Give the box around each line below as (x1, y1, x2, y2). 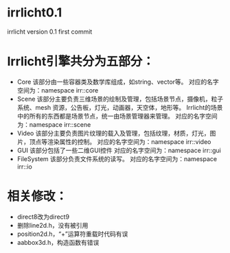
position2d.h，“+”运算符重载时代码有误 (16, 230, 128, 238)
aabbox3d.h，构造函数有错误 (16, 238, 100, 246)
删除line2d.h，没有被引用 (16, 221, 89, 229)
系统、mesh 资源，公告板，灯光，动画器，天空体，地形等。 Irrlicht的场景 (16, 103, 223, 111)
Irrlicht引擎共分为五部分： (7, 53, 154, 69)
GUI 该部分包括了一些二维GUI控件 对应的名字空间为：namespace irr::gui (16, 146, 222, 154)
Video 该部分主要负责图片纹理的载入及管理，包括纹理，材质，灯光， (16, 129, 210, 137)
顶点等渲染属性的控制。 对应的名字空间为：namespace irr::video (29, 137, 211, 145)
